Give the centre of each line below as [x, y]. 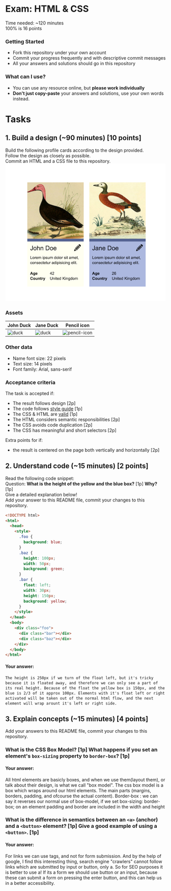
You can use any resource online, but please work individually [79, 88]
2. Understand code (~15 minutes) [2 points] [77, 466]
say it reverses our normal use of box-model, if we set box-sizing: [74, 801]
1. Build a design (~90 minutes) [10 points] [73, 138]
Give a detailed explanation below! [41, 494]
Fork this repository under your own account [59, 53]
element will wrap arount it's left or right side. [61, 703]
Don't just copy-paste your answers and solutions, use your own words [88, 93]
